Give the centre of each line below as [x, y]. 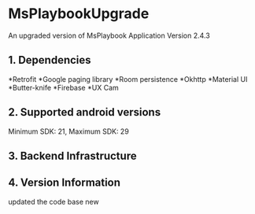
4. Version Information [64, 183]
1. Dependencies [50, 60]
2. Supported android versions [85, 112]
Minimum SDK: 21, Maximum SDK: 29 [69, 131]
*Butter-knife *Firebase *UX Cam [64, 87]
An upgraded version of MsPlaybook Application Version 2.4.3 [109, 35]
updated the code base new [54, 201]
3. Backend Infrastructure [72, 155]
